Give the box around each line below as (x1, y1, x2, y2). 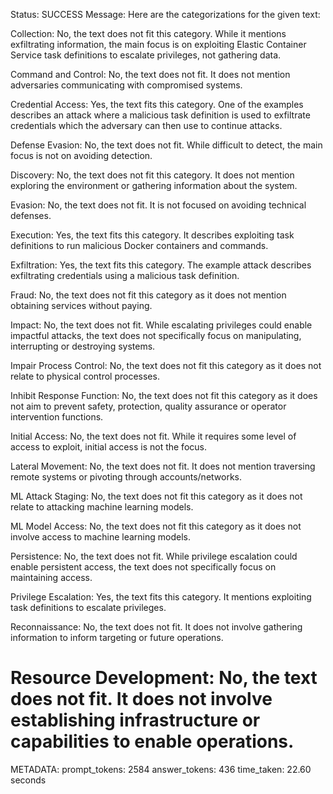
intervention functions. (10, 411, 104, 423)
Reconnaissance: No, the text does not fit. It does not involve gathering (10, 621, 303, 633)
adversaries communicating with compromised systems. (10, 79, 243, 91)
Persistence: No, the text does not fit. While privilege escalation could (10, 550, 298, 562)
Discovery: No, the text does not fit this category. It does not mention (10, 169, 295, 181)
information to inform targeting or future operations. (10, 632, 224, 643)
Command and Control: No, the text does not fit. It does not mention (10, 69, 291, 80)
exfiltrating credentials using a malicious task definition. (10, 270, 240, 281)
